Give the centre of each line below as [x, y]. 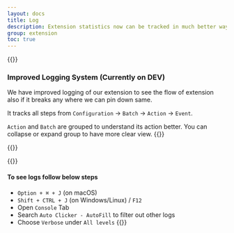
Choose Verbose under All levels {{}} [72, 222]
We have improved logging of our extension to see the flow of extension [111, 93]
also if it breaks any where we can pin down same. [80, 100]
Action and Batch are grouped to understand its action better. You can [107, 127]
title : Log [23, 20]
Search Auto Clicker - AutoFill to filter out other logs [96, 215]
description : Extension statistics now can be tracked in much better [112, 26]
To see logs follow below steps [53, 177]
